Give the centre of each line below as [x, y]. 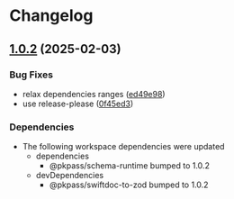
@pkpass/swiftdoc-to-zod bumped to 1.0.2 [129, 185]
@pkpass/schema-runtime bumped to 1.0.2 [129, 166]
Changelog [51, 16]
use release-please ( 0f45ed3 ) [78, 104]
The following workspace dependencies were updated [123, 147]
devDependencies [70, 176]
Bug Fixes [31, 75]
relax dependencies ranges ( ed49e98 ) [94, 94]
